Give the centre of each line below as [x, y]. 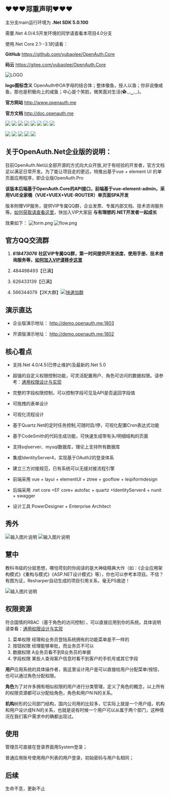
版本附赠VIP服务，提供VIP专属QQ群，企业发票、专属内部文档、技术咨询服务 [84, 205]
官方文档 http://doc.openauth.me [39, 113]
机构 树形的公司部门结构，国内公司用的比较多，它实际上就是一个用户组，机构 [85, 703]
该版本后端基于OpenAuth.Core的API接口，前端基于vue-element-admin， [83, 188]
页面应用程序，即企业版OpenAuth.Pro [44, 178]
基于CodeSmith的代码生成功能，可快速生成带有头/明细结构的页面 [80, 436]
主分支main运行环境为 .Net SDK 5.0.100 [47, 22]
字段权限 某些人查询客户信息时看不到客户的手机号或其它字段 [75, 658]
